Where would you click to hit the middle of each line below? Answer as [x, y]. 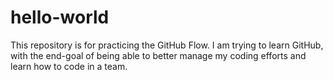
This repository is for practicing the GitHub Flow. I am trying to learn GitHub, [167, 45]
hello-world [60, 17]
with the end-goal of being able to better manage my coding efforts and [158, 55]
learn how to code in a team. [69, 66]
